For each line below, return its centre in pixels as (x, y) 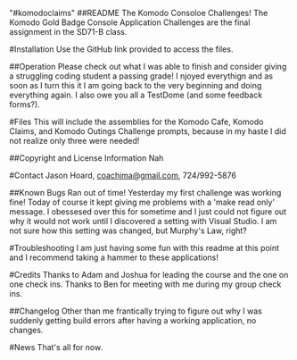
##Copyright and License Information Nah (87, 158)
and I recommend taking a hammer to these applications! (114, 257)
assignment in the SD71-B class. (68, 32)
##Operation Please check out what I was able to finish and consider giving (148, 67)
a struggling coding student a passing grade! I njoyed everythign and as (141, 76)
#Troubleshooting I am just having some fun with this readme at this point (144, 248)
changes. (26, 330)
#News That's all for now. (56, 347)
